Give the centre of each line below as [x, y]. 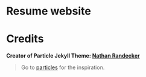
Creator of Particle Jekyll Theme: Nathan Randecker [73, 56]
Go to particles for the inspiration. [63, 67]
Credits [25, 39]
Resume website [49, 11]
